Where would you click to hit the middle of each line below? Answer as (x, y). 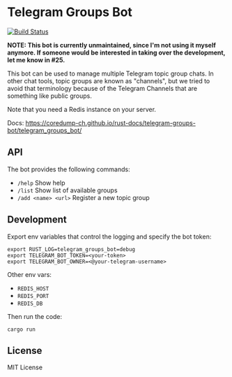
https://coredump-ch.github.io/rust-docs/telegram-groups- (111, 122)
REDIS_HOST (33, 289)
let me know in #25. (36, 59)
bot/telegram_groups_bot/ (45, 130)
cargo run (22, 329)
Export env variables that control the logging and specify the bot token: (109, 236)
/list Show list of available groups (67, 190)
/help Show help (41, 183)
